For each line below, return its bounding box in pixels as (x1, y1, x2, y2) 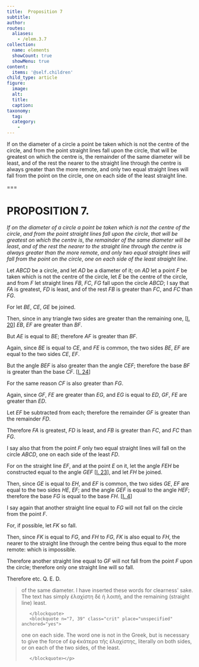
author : (7, 20, 26, 25)
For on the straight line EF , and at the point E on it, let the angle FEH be (7, 462, 179, 469)
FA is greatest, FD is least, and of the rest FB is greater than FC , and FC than (7, 286, 193, 293)
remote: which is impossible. (7, 546, 76, 553)
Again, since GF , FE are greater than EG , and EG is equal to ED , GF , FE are (7, 391, 187, 398)
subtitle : (7, 14, 31, 20)
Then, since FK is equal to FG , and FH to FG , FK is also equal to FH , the (7, 533, 180, 540)
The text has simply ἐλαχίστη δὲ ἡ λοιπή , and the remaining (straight (21, 593, 190, 600)
